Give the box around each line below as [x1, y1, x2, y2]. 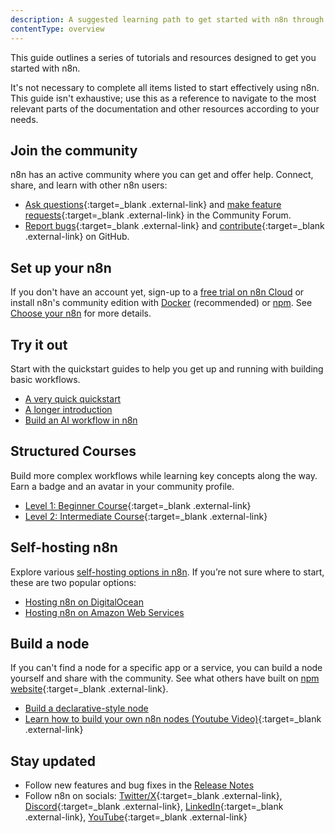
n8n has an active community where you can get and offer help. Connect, [10, 169, 314, 181]
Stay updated [10, 752, 96, 770]
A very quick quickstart [24, 392, 122, 405]
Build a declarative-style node [24, 702, 149, 715]
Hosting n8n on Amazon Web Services [24, 606, 185, 618]
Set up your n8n [10, 259, 112, 276]
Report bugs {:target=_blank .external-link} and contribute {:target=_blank [24, 220, 325, 232]
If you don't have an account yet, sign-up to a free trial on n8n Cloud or [10, 286, 305, 298]
